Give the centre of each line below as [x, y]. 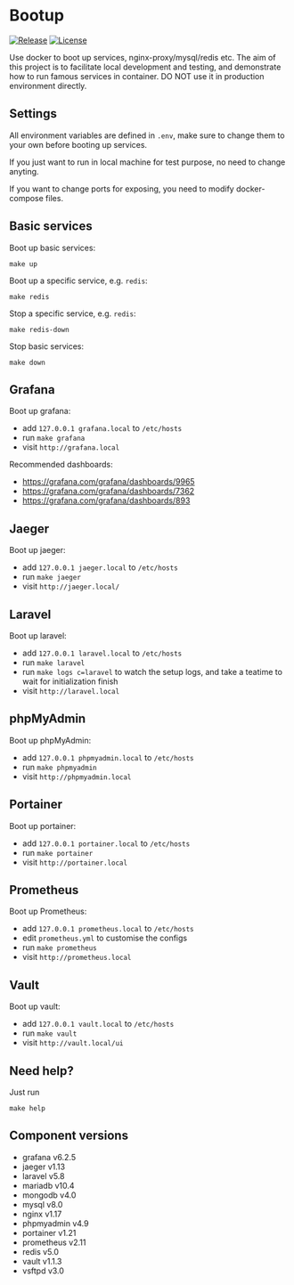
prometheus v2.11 [54, 1242]
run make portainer [57, 852]
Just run [24, 1093]
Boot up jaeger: [37, 550]
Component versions [69, 1136]
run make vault [49, 1033]
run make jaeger [52, 577]
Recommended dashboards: [61, 465]
